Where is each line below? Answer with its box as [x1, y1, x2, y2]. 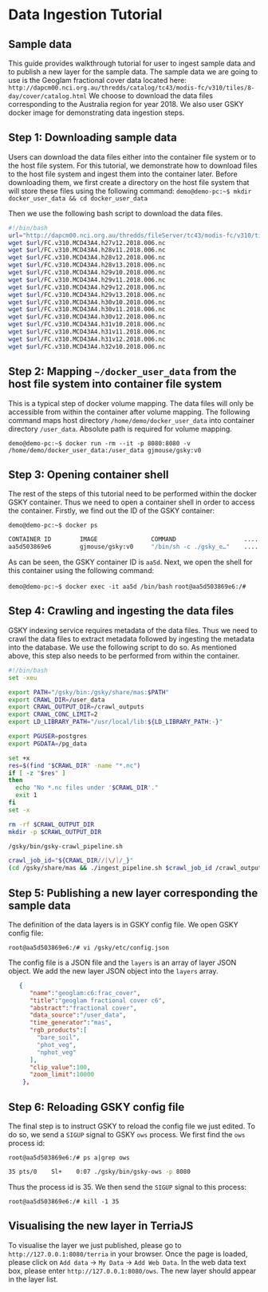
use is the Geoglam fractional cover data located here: [8, 76, 187, 85]
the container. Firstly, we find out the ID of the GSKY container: [8, 506, 215, 516]
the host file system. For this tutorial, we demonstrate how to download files [8, 160, 258, 170]
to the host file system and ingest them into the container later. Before [8, 169, 238, 179]
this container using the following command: [8, 566, 154, 575]
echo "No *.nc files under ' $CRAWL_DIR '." [15, 784, 159, 792]
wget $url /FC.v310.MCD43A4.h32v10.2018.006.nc [8, 342, 166, 350]
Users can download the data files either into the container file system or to [8, 152, 257, 161]
